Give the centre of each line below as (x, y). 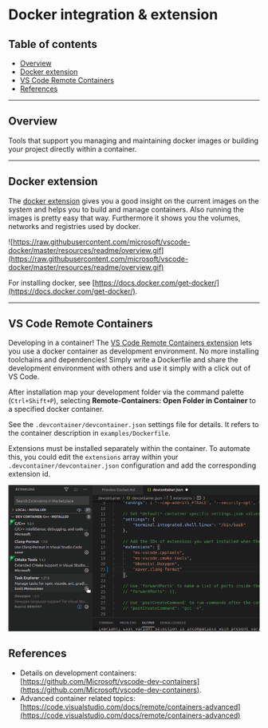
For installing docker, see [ (52, 283)
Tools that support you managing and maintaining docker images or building (134, 140)
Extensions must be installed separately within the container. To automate (129, 449)
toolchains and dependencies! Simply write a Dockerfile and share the (124, 360)
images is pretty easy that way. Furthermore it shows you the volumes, (124, 218)
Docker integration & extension (113, 15)
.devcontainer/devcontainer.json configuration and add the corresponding (132, 465)
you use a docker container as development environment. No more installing (134, 351)
